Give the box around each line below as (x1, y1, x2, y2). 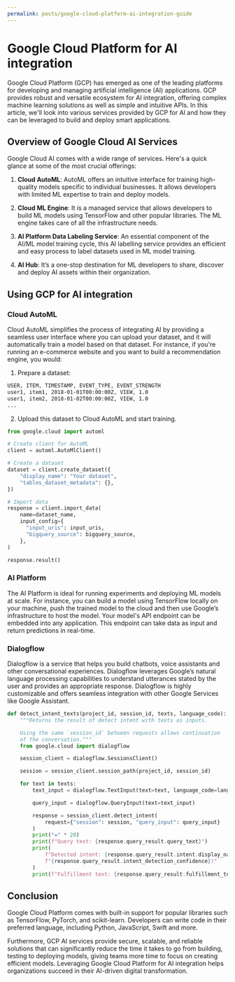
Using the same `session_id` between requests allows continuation (20, 729, 220, 736)
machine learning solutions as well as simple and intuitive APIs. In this (7, 101, 208, 109)
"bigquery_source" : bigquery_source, (25, 531, 136, 538)
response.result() (7, 556, 61, 563)
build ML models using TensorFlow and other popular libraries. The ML (17, 211, 222, 220)
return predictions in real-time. (7, 626, 96, 634)
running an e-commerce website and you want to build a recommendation (7, 348, 221, 356)
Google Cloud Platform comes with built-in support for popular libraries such (7, 909, 228, 917)
